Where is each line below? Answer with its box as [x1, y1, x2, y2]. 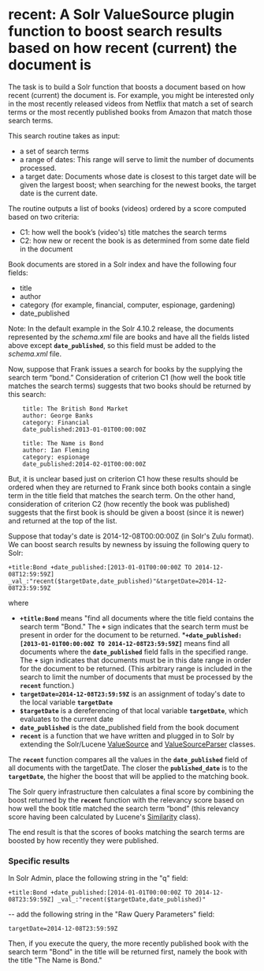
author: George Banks [22, 411, 93, 420]
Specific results [8, 856, 70, 867]
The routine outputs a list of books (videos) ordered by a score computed [8, 203, 247, 213]
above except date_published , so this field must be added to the [8, 340, 217, 349]
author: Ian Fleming [22, 446, 90, 454]
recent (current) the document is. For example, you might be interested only [8, 90, 255, 100]
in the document [19, 244, 73, 254]
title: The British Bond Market [22, 405, 128, 413]
